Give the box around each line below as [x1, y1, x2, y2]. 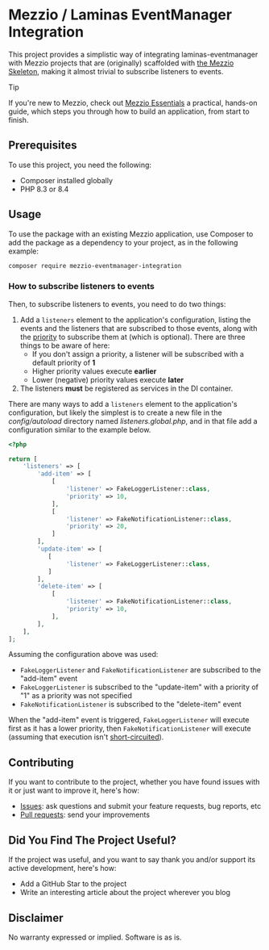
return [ [8, 454, 38, 463]
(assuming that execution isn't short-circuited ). [8, 732, 164, 742]
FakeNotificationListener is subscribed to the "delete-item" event [19, 700, 242, 709]
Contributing [8, 755, 74, 769]
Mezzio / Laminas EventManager [8, 6, 232, 24]
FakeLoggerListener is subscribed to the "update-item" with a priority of [19, 682, 259, 692]
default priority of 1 [31, 358, 96, 367]
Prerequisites [8, 139, 77, 153]
